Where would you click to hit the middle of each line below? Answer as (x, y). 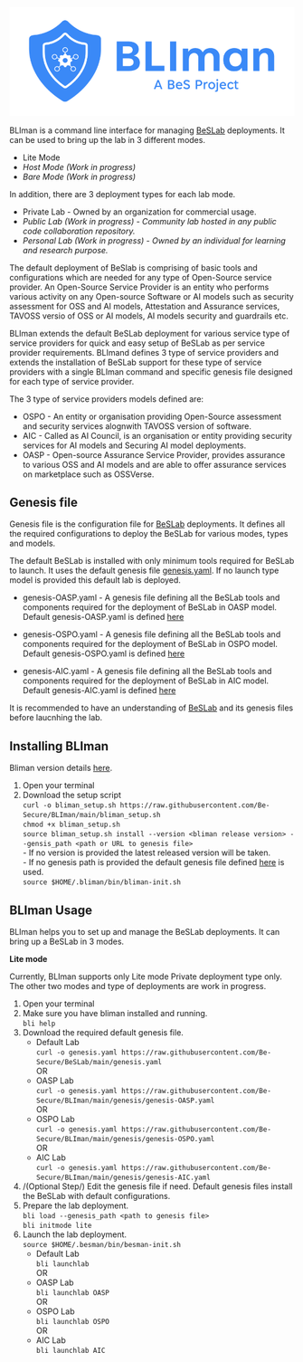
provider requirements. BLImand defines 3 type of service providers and (144, 352)
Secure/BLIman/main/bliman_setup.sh (91, 815)
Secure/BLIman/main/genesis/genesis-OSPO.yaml (125, 1139)
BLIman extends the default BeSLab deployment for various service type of (150, 333)
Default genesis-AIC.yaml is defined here (99, 691)
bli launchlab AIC (71, 1351)
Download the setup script (72, 795)
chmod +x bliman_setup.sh (71, 825)
